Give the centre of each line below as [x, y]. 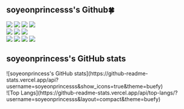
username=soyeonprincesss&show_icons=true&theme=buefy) [85, 86]
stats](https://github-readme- [111, 73]
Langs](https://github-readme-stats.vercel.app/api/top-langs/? [99, 93]
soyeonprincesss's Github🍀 [60, 10]
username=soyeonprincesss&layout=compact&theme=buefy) [83, 99]
